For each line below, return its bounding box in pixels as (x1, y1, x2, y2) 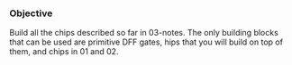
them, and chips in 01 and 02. (9, 46, 119, 57)
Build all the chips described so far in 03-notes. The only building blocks (9, 28, 279, 38)
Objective (9, 7, 53, 20)
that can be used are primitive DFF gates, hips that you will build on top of (9, 37, 284, 47)
